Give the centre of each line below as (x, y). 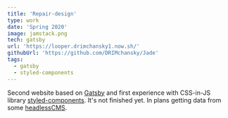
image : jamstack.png (38, 33)
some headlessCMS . (37, 107)
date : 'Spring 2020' (38, 27)
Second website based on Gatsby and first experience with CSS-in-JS (109, 93)
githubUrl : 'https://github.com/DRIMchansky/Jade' (83, 53)
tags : (15, 60)
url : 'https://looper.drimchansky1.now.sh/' (74, 46)
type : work (23, 20)
